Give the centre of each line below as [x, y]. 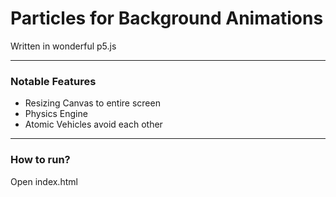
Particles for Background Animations [167, 18]
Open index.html [44, 181]
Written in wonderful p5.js [63, 46]
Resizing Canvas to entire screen [92, 103]
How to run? [40, 160]
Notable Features [53, 81]
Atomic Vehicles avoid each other [93, 124]
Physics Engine [56, 114]
